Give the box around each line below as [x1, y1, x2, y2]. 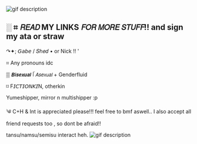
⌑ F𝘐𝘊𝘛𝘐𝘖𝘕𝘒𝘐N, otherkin [6, 83, 65, 90]
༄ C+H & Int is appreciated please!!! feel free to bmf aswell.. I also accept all [6, 108, 192, 115]
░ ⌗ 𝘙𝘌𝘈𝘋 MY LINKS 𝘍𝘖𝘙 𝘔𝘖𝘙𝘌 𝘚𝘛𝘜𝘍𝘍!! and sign [6, 22, 183, 32]
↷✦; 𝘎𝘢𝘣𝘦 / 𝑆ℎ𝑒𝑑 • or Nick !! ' [6, 47, 79, 54]
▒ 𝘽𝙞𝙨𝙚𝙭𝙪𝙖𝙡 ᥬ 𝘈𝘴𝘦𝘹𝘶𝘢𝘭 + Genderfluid [6, 71, 88, 78]
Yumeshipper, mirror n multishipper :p [6, 94, 98, 101]
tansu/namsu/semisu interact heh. [6, 131, 89, 138]
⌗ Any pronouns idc [6, 59, 54, 66]
